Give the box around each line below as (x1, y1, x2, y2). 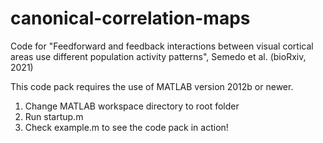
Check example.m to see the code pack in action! (24, 121, 229, 133)
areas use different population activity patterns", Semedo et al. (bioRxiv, (10, 50, 307, 62)
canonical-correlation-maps (10, 7, 251, 30)
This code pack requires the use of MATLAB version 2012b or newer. (10, 80, 294, 92)
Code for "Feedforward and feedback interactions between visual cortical (10, 40, 314, 52)
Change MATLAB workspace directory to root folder (24, 100, 240, 112)
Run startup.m (24, 110, 84, 122)
